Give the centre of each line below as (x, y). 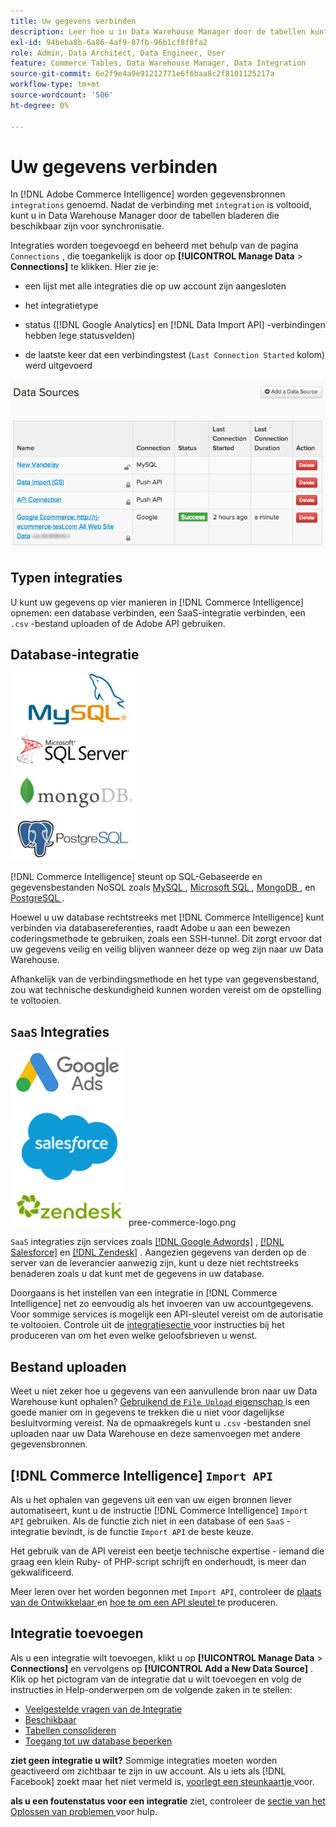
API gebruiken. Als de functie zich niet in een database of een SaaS (147, 1521)
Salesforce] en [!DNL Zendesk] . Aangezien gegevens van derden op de (158, 1252)
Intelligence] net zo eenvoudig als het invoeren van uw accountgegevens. (162, 1304)
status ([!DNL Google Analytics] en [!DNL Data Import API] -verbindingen (175, 325)
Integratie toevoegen (77, 1633)
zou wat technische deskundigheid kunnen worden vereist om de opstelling (166, 990)
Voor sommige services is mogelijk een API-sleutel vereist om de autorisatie (167, 1314)
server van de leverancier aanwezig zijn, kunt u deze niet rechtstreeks (155, 1263)
